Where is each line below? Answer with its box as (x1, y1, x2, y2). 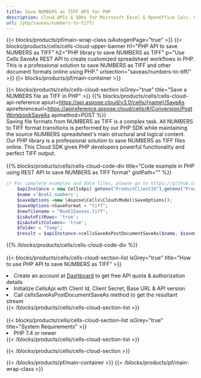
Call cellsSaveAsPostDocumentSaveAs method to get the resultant (14, 291, 178, 298)
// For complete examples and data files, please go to (6, 180, 148, 186)
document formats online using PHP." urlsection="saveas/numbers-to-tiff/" (6, 68, 192, 75)
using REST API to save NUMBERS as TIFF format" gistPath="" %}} (6, 169, 172, 176)
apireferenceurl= (6, 105, 48, 113)
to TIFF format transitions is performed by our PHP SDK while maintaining (6, 124, 188, 132)
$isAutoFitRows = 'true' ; (17, 214, 79, 220)
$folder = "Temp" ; (17, 225, 63, 231)
